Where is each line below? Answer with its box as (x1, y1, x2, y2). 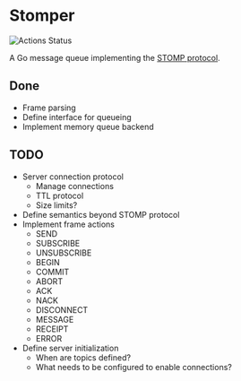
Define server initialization (22, 342, 119, 353)
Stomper (9, 5, 75, 26)
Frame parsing (22, 102, 76, 113)
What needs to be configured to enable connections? (35, 361, 233, 372)
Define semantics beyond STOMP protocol (22, 209, 180, 220)
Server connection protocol (22, 171, 124, 182)
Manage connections (35, 180, 115, 191)
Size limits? (35, 199, 78, 211)
